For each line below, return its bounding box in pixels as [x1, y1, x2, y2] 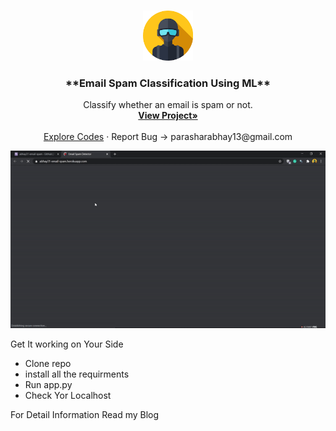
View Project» [138, 110, 198, 122]
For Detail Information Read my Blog [10, 409, 160, 421]
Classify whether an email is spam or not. [83, 99, 253, 111]
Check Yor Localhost [24, 390, 112, 402]
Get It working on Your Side [10, 338, 124, 350]
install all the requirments [24, 368, 130, 380]
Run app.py [24, 379, 73, 391]
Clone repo [24, 358, 72, 370]
